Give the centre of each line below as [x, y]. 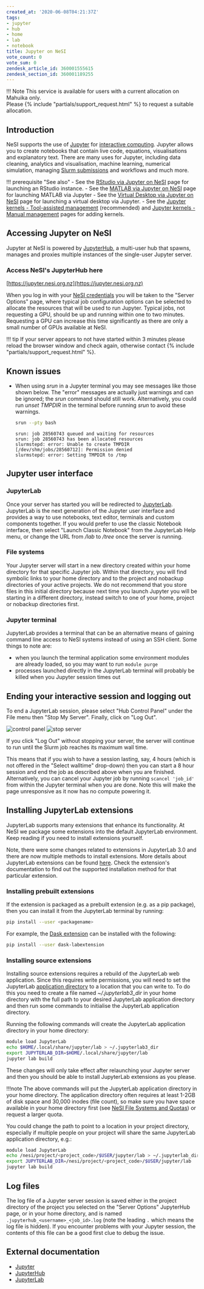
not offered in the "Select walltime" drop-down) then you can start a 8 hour [100, 765]
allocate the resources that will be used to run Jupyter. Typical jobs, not [96, 308]
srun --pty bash [36, 423]
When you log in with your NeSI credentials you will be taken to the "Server [100, 295]
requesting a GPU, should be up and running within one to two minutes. [96, 315]
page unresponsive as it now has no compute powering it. [79, 791]
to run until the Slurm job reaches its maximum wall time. [77, 747]
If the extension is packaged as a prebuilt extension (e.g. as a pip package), [101, 904]
